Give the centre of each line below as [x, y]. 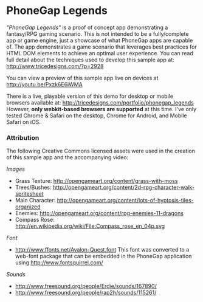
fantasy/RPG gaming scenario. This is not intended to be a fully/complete [98, 33]
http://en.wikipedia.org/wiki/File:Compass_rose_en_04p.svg [90, 226]
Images [16, 169]
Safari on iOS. [24, 122]
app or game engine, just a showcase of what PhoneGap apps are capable [100, 40]
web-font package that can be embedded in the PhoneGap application [103, 256]
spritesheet [29, 194]
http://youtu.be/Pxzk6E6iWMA [45, 84]
